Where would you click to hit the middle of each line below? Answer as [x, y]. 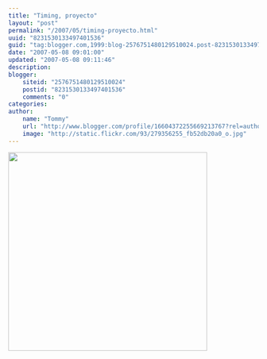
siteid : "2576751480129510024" [74, 82]
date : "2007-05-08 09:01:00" [56, 52]
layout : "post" [33, 23]
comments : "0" [46, 97]
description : [30, 68]
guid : [17, 45]
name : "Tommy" [46, 119]
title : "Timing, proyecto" [53, 15]
